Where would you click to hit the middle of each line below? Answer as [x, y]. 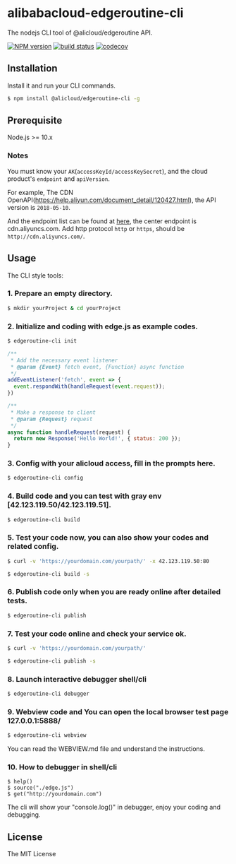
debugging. [24, 815]
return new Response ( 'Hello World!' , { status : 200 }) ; [97, 439]
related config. [33, 547]
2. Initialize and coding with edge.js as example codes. [103, 326]
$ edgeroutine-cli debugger [49, 694]
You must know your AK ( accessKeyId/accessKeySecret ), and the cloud [107, 171]
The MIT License [32, 854]
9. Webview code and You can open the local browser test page [118, 711]
